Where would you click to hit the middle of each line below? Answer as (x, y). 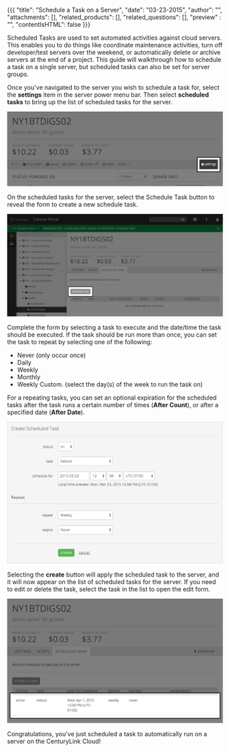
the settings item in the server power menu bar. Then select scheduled (108, 95)
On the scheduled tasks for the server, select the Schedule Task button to (111, 197)
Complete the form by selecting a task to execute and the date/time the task (114, 327)
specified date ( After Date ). (46, 412)
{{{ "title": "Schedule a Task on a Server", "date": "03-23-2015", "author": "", (115, 10)
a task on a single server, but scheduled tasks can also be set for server (108, 67)
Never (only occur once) (51, 355)
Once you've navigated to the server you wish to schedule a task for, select (113, 87)
